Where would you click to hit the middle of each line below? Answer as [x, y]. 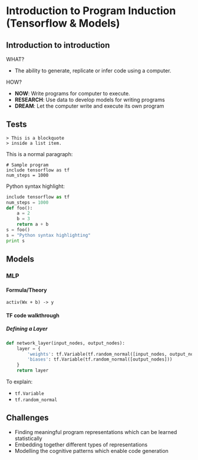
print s [16, 241]
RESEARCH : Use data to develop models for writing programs [90, 100]
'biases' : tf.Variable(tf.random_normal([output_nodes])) [100, 360]
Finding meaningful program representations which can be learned [96, 432]
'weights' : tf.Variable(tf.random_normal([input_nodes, [97, 354]
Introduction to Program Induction [91, 11]
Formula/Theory [27, 290]
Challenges [27, 418]
